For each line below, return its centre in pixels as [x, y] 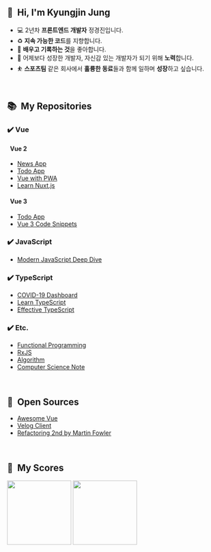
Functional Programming [52, 345]
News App [31, 164]
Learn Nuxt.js [36, 186]
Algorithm [31, 360]
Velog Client [34, 426]
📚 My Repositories [50, 106]
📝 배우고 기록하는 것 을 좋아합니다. [61, 49]
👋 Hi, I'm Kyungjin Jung [59, 13]
